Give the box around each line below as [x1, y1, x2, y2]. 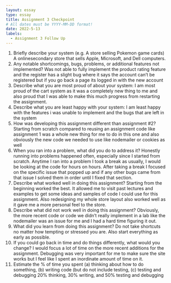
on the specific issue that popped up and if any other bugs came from [13, 169, 161, 175]
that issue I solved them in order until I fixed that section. [13, 174, 133, 181]
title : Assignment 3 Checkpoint [6, 17, 75, 22]
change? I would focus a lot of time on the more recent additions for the [13, 245, 164, 251]
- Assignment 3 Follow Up [10, 36, 66, 41]
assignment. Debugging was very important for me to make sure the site [13, 250, 165, 256]
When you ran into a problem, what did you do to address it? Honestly [13, 147, 160, 153]
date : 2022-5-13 [6, 27, 40, 32]
